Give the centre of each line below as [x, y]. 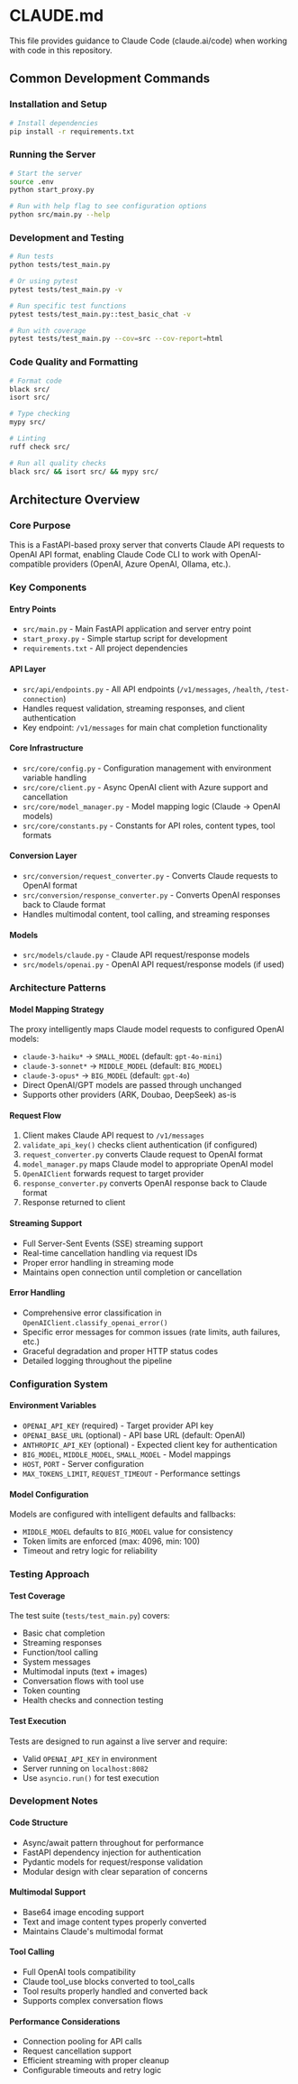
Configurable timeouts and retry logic [92, 2070]
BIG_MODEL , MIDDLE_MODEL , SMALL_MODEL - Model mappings [126, 1454]
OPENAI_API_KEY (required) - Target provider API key [118, 1425]
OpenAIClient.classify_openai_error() [95, 1323]
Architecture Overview [75, 499]
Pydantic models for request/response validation [113, 1862]
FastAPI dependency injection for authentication [112, 1852]
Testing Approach [50, 1574]
